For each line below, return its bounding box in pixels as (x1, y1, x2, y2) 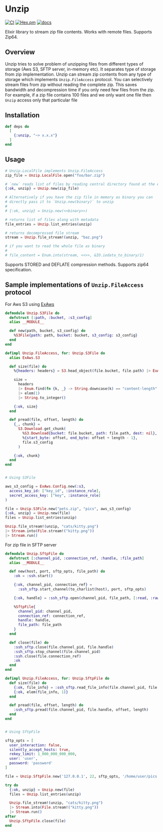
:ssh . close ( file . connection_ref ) (14, 654, 81, 659)
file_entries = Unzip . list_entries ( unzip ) (5, 222, 92, 227)
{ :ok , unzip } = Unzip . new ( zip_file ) (5, 186, 79, 191)
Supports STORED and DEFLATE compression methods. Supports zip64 (5, 261, 149, 267)
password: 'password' (9, 761, 53, 765)
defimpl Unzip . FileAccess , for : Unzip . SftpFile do (5, 676, 110, 681)
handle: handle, (17, 618, 51, 623)
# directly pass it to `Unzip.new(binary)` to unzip (5, 200, 114, 204)
